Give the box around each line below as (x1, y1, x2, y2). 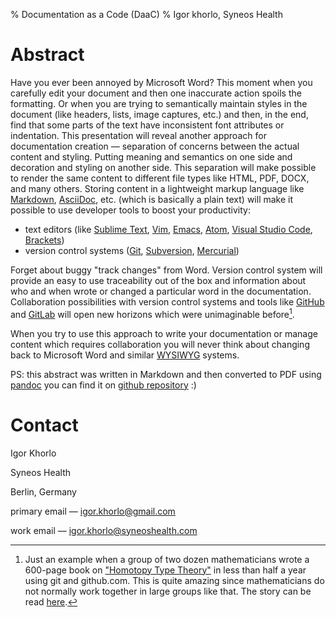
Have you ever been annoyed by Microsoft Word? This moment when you (10, 76, 313, 88)
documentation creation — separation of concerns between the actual (10, 140, 300, 152)
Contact (10, 414, 79, 436)
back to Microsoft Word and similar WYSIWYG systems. (10, 349, 240, 361)
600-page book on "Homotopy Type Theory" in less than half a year (24, 564, 307, 576)
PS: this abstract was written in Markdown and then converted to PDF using (10, 368, 322, 380)
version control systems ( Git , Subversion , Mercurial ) (24, 244, 240, 256)
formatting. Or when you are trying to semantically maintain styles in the (10, 97, 308, 109)
